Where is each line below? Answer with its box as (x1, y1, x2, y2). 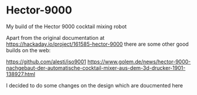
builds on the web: (6, 46, 51, 53)
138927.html (6, 70, 35, 77)
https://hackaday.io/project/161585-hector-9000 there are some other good (6, 40, 189, 48)
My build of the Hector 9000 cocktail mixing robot (6, 23, 127, 30)
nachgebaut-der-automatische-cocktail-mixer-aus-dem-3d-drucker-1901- (6, 64, 186, 71)
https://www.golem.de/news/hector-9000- (87, 58, 191, 65)
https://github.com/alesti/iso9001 (6, 58, 86, 65)
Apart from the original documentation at (6, 34, 105, 41)
